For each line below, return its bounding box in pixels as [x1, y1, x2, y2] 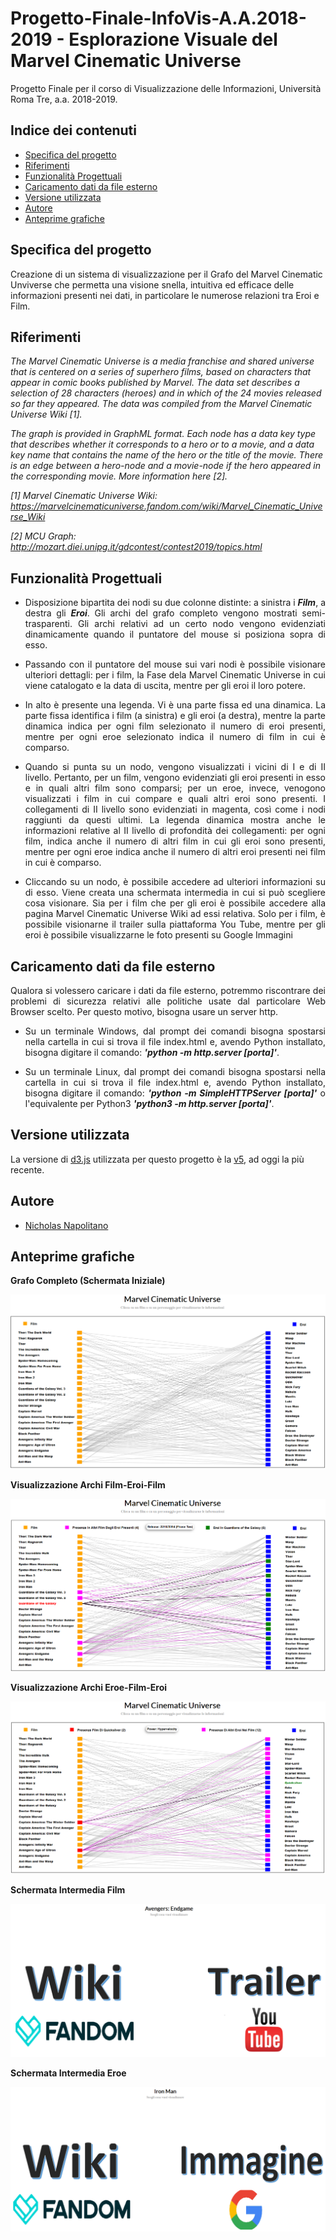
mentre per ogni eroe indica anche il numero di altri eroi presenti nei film [24, 846, 326, 858]
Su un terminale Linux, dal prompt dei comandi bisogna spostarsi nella [24, 1066, 326, 1077]
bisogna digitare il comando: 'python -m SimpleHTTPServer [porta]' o [24, 1087, 327, 1099]
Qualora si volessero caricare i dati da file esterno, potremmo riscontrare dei [10, 985, 326, 996]
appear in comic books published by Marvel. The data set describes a [10, 377, 300, 389]
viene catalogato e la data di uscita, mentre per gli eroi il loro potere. [24, 680, 306, 692]
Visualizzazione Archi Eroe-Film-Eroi [10, 1681, 168, 1693]
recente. [10, 1163, 45, 1176]
